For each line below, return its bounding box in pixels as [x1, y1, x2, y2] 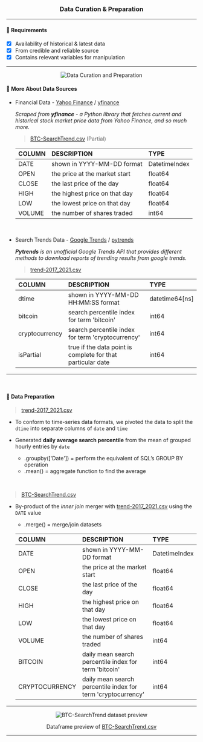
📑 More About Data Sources [6, 85, 77, 93]
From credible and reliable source [14, 47, 99, 54]
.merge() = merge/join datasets [24, 521, 102, 528]
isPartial [18, 350, 41, 359]
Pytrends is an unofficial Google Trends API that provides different [14, 248, 182, 255]
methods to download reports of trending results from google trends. [14, 254, 187, 262]
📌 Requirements [6, 26, 47, 33]
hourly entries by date [14, 443, 70, 450]
